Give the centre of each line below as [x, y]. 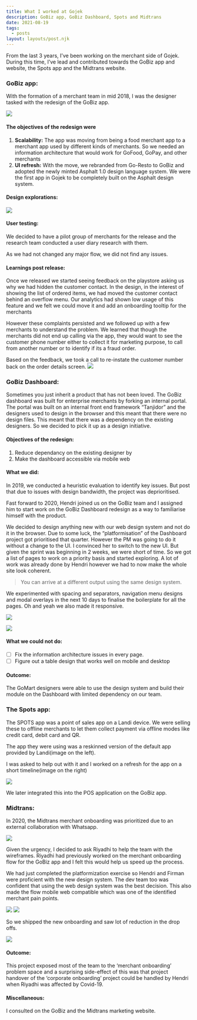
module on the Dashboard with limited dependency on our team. [84, 694]
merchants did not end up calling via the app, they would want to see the [94, 336]
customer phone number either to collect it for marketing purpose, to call [94, 342]
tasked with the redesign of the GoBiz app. [58, 102]
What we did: [23, 472]
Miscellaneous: [25, 998]
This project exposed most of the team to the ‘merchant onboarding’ [89, 966]
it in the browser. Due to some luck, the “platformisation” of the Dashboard [96, 533]
